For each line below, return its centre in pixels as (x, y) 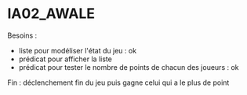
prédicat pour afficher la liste (65, 59)
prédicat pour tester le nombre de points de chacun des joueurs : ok (129, 67)
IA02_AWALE (51, 14)
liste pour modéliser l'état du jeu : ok (78, 50)
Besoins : (22, 35)
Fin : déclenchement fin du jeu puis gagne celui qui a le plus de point (118, 82)
